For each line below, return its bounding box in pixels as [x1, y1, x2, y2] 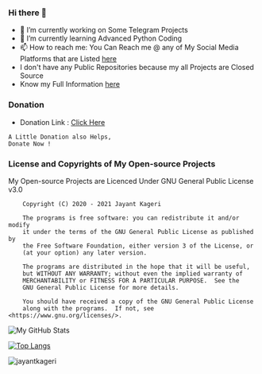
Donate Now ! [8, 139, 52, 148]
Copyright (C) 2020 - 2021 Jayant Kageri [22, 200, 161, 208]
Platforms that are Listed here [19, 54, 118, 64]
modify [8, 220, 30, 229]
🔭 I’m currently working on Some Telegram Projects [19, 25, 188, 35]
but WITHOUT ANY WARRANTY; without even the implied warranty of [22, 270, 244, 278]
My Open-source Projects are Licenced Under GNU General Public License [8, 176, 254, 185]
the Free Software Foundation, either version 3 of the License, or [22, 242, 254, 250]
